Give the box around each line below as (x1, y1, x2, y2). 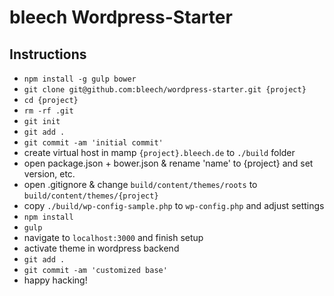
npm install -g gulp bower (23, 74, 137, 84)
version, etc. (23, 168, 76, 180)
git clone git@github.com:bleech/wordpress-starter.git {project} (23, 85, 307, 95)
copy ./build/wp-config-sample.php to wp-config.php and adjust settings (23, 200, 325, 211)
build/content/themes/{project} (23, 191, 159, 201)
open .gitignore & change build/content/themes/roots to (23, 179, 258, 190)
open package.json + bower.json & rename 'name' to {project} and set (23, 157, 314, 169)
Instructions (9, 46, 87, 63)
